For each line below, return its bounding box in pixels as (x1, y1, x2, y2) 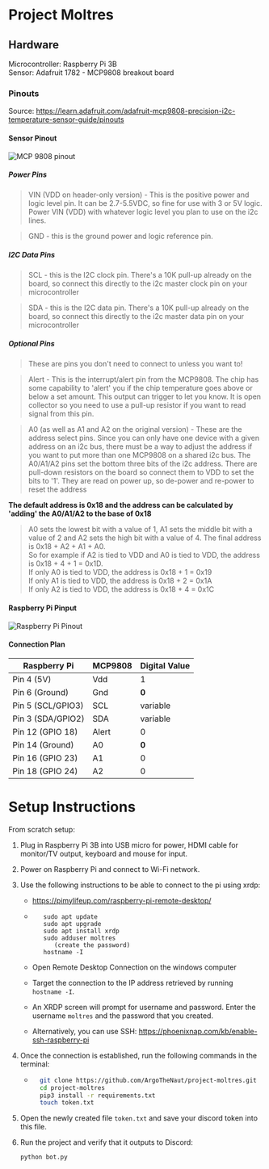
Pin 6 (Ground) (12, 686, 69, 698)
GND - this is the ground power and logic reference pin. (27, 232, 214, 241)
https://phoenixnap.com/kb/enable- (138, 1026, 258, 1036)
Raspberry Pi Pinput (8, 603, 77, 613)
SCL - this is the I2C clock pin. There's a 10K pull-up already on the (27, 270, 252, 280)
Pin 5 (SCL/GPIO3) (12, 700, 84, 711)
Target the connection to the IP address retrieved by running (32, 978, 233, 987)
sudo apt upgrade (43, 920, 102, 928)
